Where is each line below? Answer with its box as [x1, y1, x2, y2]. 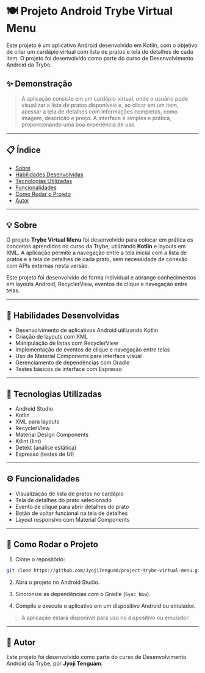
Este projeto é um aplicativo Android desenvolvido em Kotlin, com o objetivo [6, 41, 198, 49]
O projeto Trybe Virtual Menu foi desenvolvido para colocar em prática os [6, 236, 193, 243]
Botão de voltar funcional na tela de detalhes [15, 509, 128, 517]
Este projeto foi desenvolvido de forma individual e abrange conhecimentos [6, 274, 196, 281]
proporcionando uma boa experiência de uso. [21, 121, 136, 128]
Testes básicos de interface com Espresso [15, 365, 122, 373]
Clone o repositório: [15, 555, 65, 563]
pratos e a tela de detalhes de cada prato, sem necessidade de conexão [6, 256, 188, 263]
